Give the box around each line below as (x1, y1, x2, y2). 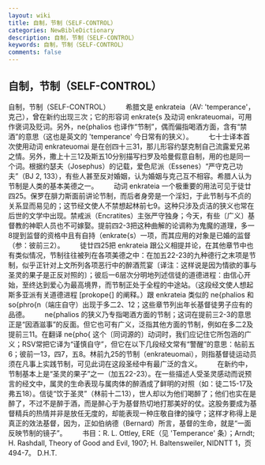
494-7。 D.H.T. (8, 448, 58, 457)
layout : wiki (8, 11, 51, 20)
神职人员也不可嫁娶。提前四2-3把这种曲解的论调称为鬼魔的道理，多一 (28, 221, 255, 230)
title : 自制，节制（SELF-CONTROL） (8, 19, 117, 27)
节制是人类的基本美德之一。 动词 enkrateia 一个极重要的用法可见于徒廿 (8, 181, 252, 191)
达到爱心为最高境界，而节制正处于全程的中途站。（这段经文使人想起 (35, 280, 254, 289)
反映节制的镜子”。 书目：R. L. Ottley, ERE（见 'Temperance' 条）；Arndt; (8, 428, 255, 437)
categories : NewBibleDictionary (8, 26, 114, 34)
